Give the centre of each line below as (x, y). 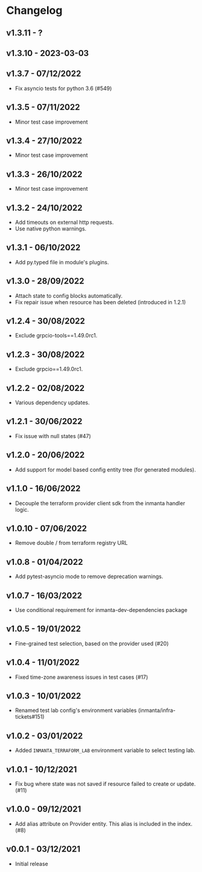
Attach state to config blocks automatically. (69, 296)
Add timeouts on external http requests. (64, 222)
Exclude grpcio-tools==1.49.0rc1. (56, 336)
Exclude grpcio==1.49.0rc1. (49, 369)
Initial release (31, 864)
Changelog (34, 11)
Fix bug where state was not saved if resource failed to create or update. (105, 784)
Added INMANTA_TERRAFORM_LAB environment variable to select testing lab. (105, 750)
